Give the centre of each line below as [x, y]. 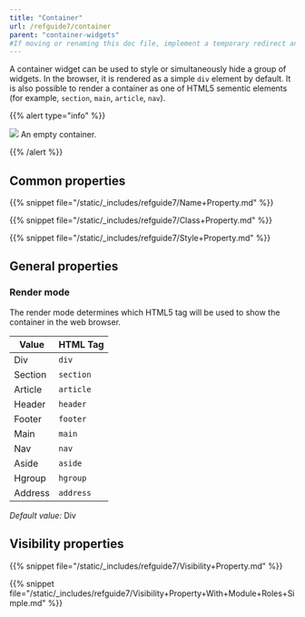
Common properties [68, 181]
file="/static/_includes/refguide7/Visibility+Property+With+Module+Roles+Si [152, 593]
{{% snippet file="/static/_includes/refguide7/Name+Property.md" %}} [142, 203]
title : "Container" [46, 18]
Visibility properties [67, 544]
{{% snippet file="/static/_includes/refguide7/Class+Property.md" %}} [141, 220]
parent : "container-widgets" [64, 35]
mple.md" [28, 602]
